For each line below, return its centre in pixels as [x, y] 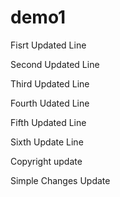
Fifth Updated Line [48, 122]
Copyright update [46, 161]
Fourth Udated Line [50, 103]
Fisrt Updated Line [48, 45]
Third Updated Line [50, 83]
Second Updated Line [55, 64]
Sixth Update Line [47, 142]
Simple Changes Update [60, 180]
